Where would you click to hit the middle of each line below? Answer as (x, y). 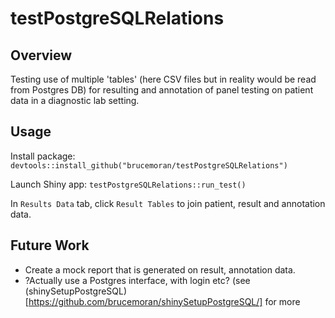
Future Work (50, 245)
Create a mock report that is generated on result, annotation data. (160, 269)
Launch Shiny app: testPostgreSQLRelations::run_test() (128, 184)
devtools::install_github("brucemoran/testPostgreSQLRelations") (149, 165)
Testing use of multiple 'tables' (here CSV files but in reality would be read (163, 79)
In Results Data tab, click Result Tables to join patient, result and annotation (168, 203)
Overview (41, 55)
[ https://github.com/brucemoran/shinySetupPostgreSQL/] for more (162, 301)
